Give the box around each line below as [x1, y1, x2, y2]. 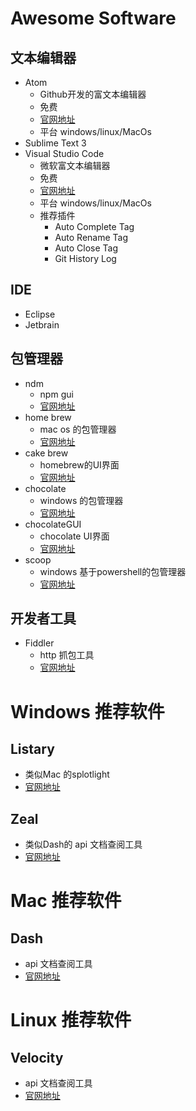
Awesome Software [10, 7, 177, 30]
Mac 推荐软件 [10, 890, 122, 912]
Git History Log [54, 253, 117, 264]
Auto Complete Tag [54, 221, 135, 232]
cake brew [24, 447, 69, 459]
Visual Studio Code [24, 148, 105, 159]
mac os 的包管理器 [39, 423, 117, 435]
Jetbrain [24, 318, 60, 331]
